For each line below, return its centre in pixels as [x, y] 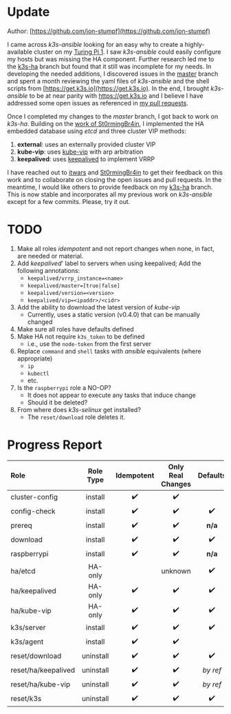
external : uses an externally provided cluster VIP [86, 144]
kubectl [38, 374]
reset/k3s [26, 699]
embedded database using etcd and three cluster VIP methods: [97, 131]
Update [29, 12]
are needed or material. [50, 256]
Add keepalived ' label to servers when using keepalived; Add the [109, 263]
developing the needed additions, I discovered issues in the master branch [113, 74]
